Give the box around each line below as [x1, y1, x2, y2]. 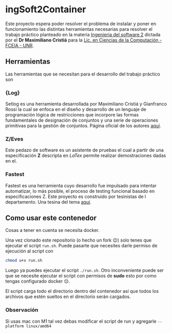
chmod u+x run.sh [5, 258, 43, 263]
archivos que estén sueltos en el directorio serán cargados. [5, 293, 131, 300]
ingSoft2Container [5, 4, 86, 15]
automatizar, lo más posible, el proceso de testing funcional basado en [5, 188, 155, 194]
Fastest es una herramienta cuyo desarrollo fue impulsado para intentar [5, 182, 157, 188]
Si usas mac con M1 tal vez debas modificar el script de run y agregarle [5, 318, 157, 324]
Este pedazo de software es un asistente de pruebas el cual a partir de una [5, 147, 164, 153]
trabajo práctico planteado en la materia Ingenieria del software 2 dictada [5, 31, 161, 37]
